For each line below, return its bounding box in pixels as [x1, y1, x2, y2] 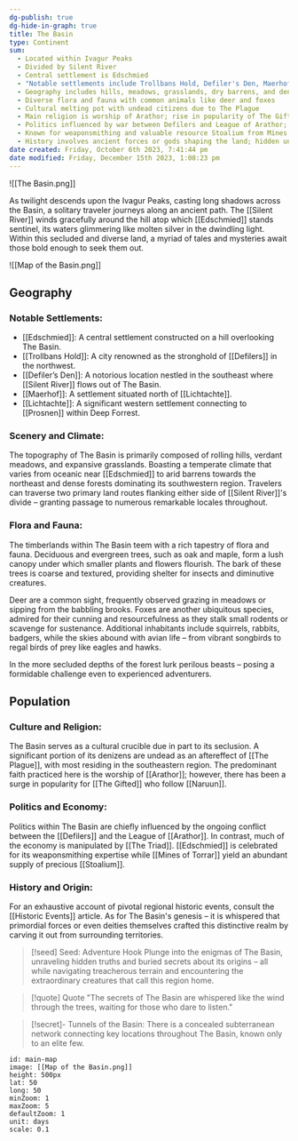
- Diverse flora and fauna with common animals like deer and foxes [17, 95, 276, 105]
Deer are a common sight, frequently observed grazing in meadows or [9, 594, 266, 605]
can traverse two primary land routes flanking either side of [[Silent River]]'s [9, 488, 287, 499]
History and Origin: [9, 881, 93, 893]
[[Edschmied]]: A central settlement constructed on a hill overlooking [21, 332, 275, 343]
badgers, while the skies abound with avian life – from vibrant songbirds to [9, 632, 282, 642]
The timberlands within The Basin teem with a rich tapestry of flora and [9, 539, 270, 550]
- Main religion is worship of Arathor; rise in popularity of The [17, 112, 272, 121]
